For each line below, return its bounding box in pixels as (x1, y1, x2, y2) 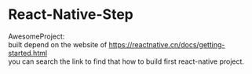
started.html (8, 48, 48, 57)
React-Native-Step (8, 6, 133, 24)
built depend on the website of (8, 39, 108, 49)
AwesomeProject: (8, 31, 65, 41)
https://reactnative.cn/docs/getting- (108, 39, 225, 49)
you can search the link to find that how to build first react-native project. (8, 57, 245, 66)
